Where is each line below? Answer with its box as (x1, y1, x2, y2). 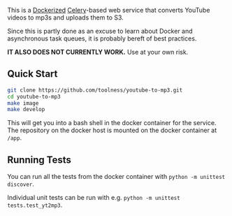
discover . (7, 180, 35, 188)
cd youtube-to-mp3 (7, 93, 61, 100)
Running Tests (7, 154, 71, 166)
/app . (7, 134, 22, 142)
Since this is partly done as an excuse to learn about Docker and (7, 27, 194, 35)
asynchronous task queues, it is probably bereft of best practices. (7, 34, 197, 43)
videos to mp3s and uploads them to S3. (7, 13, 124, 22)
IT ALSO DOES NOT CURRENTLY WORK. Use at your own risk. (7, 48, 189, 56)
